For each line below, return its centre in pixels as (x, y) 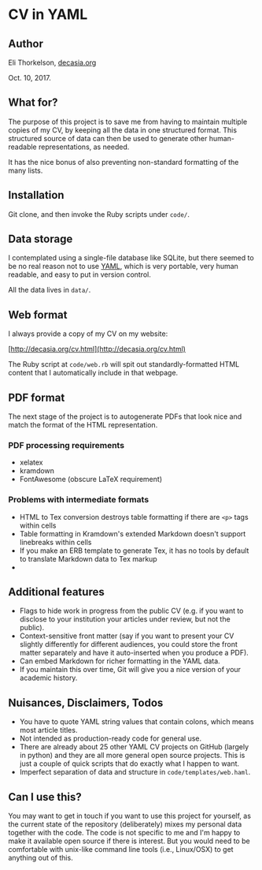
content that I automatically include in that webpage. (93, 373)
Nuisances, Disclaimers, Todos (86, 702)
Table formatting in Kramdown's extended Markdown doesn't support (133, 533)
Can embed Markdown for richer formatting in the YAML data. (120, 661)
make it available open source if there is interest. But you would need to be (129, 841)
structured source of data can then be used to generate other (108, 138)
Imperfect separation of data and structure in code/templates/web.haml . (135, 772)
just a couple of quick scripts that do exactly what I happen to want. (129, 764)
